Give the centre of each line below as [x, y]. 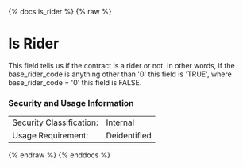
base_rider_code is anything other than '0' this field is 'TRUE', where [120, 74]
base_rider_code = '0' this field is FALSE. [75, 82]
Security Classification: [55, 122]
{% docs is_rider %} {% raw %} [60, 12]
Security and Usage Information [71, 103]
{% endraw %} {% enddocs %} [60, 155]
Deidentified [129, 136]
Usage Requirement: [50, 136]
